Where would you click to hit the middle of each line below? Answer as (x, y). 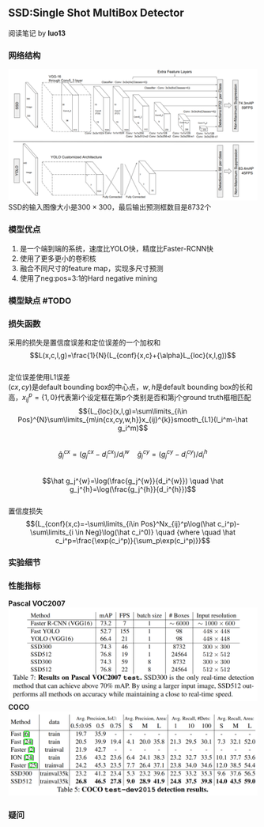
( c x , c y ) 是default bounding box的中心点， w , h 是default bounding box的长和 (130, 387)
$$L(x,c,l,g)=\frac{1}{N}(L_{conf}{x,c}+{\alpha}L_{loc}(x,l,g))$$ (133, 355)
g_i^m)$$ (133, 428)
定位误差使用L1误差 (39, 377)
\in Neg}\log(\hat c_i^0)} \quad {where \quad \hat (155, 532)
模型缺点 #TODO (40, 300)
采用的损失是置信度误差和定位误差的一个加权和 (84, 342)
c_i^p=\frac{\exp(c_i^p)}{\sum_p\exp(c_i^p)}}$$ (133, 540)
